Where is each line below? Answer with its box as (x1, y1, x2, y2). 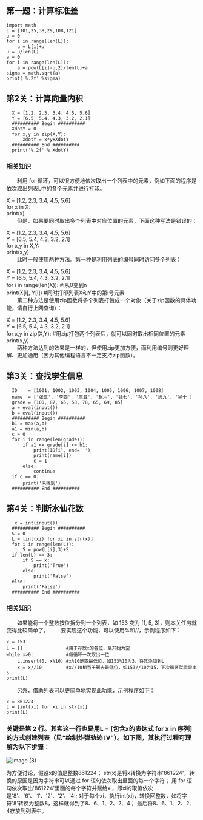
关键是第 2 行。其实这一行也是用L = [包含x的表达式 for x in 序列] (6, 724, 193, 733)
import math (6, 22, 36, 29)
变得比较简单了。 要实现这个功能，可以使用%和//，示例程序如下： (6, 626, 182, 634)
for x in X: (6, 203, 31, 211)
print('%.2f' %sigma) (6, 75, 61, 81)
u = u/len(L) (6, 49, 39, 55)
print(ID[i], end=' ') (33, 447, 91, 453)
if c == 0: (12, 473, 39, 479)
